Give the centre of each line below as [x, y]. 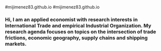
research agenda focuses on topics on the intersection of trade [80, 32]
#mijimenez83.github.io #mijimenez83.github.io [52, 7]
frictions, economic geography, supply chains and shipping [76, 37]
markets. [16, 44]
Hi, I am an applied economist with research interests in [71, 19]
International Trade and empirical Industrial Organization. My [78, 25]
